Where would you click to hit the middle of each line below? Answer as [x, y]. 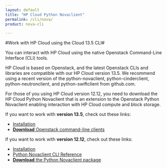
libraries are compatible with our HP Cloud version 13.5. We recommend [80, 73]
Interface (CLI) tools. [27, 58]
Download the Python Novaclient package [57, 160]
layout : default [22, 10]
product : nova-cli [25, 24]
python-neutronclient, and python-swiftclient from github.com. [71, 84]
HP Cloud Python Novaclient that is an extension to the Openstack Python [82, 99]
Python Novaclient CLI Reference [47, 154]
